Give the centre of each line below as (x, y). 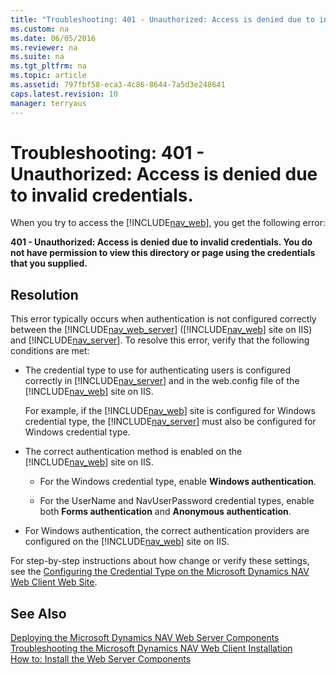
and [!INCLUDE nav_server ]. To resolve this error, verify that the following (160, 340)
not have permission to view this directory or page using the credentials (163, 253)
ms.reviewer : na (44, 47)
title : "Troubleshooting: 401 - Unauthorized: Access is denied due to (162, 19)
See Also (38, 613)
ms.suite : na (37, 57)
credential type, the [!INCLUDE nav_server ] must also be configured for (170, 422)
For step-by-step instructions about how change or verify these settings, (160, 561)
